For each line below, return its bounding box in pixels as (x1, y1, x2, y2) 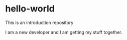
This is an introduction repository (5, 19, 74, 25)
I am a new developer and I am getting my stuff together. (5, 29, 122, 35)
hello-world (5, 3, 55, 14)
